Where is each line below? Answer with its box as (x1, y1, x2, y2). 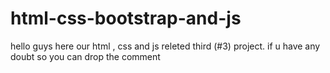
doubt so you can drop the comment (10, 50, 161, 62)
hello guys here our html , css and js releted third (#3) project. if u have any (10, 40, 321, 52)
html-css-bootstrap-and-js (10, 7, 242, 30)
